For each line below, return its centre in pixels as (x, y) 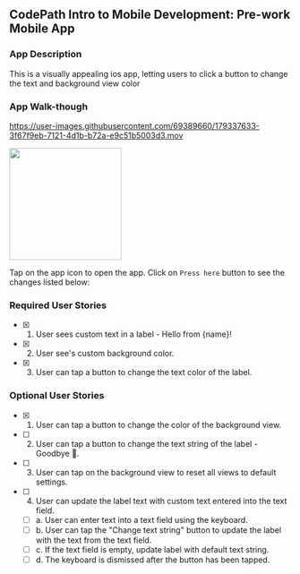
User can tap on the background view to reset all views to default (156, 472)
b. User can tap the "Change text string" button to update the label (159, 530)
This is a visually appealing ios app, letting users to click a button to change (149, 73)
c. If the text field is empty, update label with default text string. (152, 549)
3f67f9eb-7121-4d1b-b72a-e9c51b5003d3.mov (96, 135)
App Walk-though (48, 107)
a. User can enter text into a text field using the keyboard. (141, 519)
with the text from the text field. (94, 540)
